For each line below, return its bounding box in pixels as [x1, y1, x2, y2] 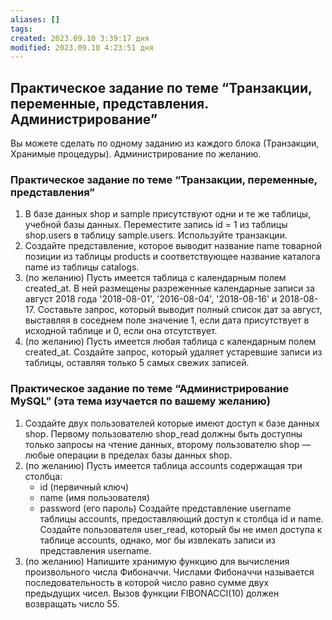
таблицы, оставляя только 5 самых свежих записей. [24, 357, 250, 369]
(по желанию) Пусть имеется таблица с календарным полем [24, 272, 287, 284]
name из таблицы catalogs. [24, 261, 140, 273]
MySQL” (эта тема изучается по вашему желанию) [10, 394, 271, 408]
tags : [10, 24, 33, 34]
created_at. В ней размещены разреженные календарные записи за [24, 282, 316, 295]
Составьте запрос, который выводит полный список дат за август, [37, 304, 323, 316]
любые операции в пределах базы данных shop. [24, 449, 233, 461]
